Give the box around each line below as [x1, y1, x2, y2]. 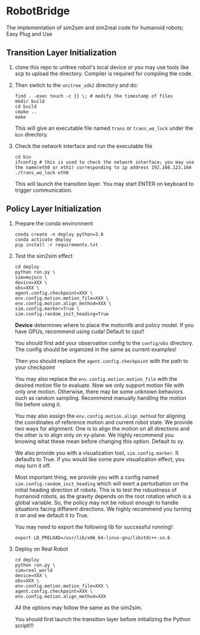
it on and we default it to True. [14, 511, 89, 518]
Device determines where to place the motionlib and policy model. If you [14, 321, 194, 328]
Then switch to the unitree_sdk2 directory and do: [14, 81, 139, 88]
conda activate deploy [14, 236, 72, 243]
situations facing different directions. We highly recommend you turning [14, 505, 192, 512]
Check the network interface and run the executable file [14, 142, 153, 149]
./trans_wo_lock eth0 [14, 169, 69, 176]
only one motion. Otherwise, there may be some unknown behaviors [14, 387, 183, 395]
